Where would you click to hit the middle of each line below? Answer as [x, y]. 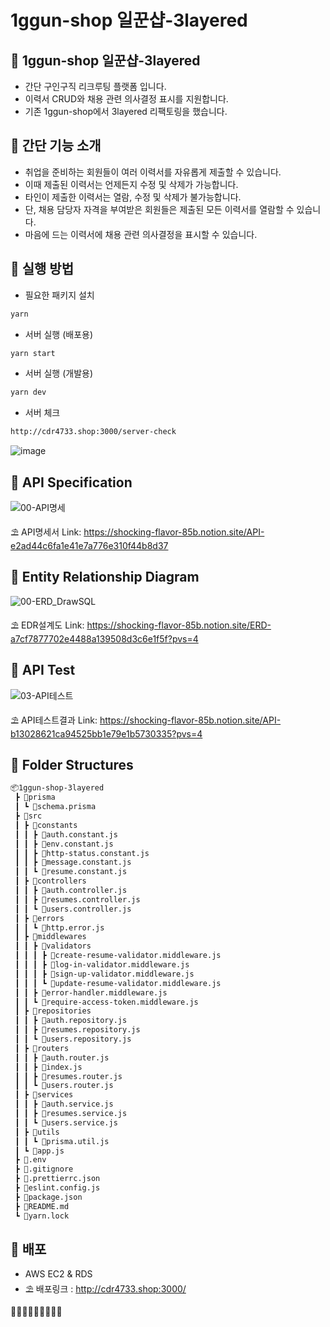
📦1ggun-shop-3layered [57, 788]
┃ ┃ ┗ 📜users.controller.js [73, 909]
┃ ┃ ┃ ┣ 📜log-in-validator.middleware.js [102, 965]
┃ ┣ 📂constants [46, 825]
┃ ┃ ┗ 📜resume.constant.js [71, 872]
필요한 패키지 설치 [59, 295]
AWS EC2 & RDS [58, 1274]
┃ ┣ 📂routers [42, 1048]
